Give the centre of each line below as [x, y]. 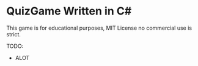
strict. [14, 34]
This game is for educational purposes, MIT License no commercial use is [99, 28]
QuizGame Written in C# [69, 11]
